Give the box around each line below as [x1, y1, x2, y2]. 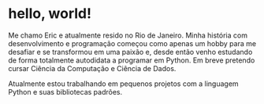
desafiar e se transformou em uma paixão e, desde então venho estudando [8, 47, 253, 56]
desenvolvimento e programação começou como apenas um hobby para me [8, 38, 257, 48]
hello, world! [8, 5, 92, 23]
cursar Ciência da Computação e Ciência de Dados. [8, 63, 177, 73]
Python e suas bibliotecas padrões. [8, 87, 123, 96]
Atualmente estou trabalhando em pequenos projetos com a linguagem [8, 79, 239, 88]
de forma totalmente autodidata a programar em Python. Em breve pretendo [8, 56, 255, 65]
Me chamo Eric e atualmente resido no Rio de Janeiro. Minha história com [8, 30, 248, 40]
